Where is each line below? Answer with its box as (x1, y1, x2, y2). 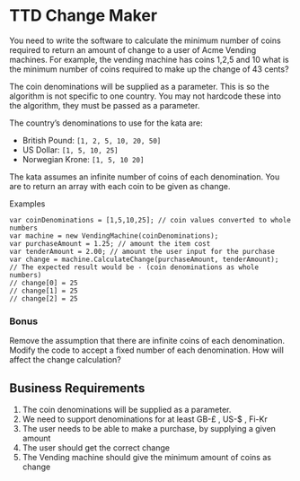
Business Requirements (9, 380, 146, 396)
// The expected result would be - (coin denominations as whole (9, 262, 259, 272)
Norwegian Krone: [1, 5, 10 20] (22, 153, 145, 164)
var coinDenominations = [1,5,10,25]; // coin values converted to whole (9, 215, 292, 224)
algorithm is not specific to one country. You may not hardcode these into (9, 91, 281, 101)
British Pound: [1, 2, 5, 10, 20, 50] (22, 135, 162, 145)
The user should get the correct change (22, 442, 171, 453)
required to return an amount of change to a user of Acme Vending (9, 44, 257, 55)
